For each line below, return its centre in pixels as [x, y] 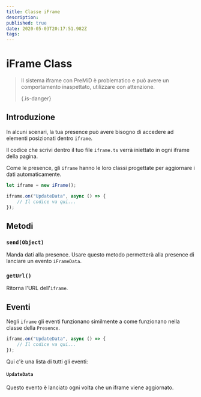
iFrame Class [39, 64]
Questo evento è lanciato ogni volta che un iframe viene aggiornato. [90, 387]
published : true [26, 23]
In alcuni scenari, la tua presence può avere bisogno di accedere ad [90, 132]
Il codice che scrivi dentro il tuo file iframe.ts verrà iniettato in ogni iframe [98, 150]
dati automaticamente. [34, 174]
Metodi [20, 226]
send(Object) [25, 242]
